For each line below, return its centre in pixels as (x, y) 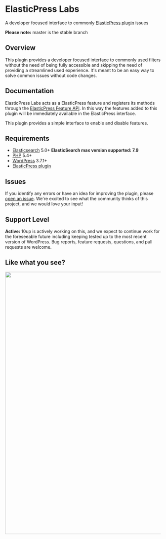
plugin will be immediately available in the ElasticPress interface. (71, 113)
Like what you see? (35, 263)
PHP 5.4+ (22, 155)
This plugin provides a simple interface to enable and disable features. (77, 123)
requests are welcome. (28, 247)
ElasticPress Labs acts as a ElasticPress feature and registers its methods (80, 103)
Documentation (30, 91)
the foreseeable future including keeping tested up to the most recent (76, 236)
